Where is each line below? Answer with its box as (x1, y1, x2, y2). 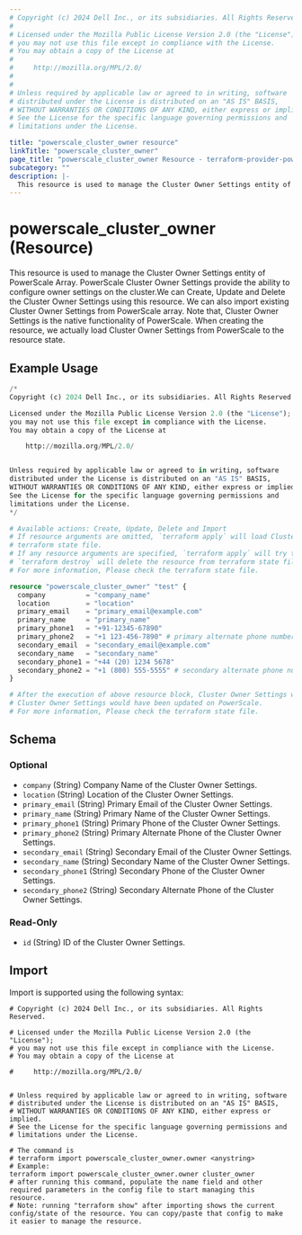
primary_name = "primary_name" (17, 615, 151, 625)
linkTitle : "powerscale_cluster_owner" (9, 147, 159, 156)
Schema (9, 732, 57, 747)
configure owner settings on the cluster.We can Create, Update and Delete (9, 287, 286, 298)
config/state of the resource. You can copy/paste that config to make (9, 1209, 283, 1218)
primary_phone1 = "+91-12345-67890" (17, 624, 164, 633)
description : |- (9, 172, 70, 181)
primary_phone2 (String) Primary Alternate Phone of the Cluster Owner (22, 827, 281, 837)
